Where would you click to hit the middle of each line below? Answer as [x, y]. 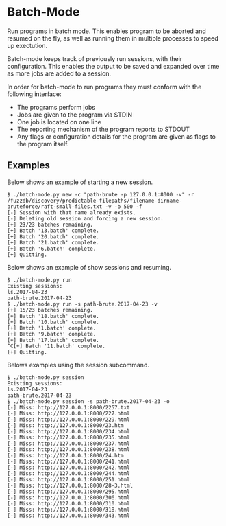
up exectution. [27, 45]
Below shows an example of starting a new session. [80, 182]
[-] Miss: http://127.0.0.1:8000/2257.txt [68, 407]
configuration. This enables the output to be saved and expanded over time [113, 66]
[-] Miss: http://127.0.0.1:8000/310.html [68, 503]
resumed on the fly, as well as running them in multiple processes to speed [113, 38]
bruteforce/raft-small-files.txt [55, 207]
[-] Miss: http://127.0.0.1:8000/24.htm [66, 455]
